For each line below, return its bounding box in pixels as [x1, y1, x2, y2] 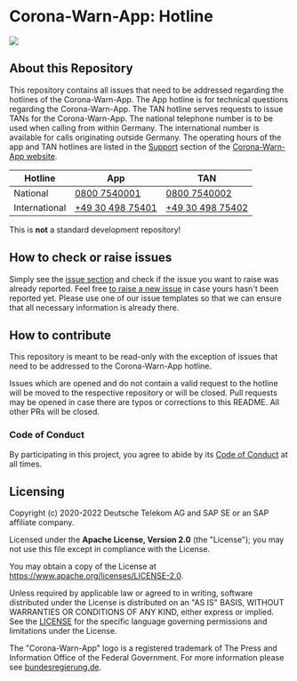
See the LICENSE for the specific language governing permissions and [9, 616, 268, 627]
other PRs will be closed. [9, 407, 100, 418]
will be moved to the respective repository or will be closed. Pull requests [9, 387, 277, 398]
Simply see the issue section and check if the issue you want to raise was [9, 273, 279, 284]
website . [26, 150, 58, 161]
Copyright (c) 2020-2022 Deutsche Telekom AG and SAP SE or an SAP [9, 507, 269, 518]
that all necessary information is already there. [9, 302, 180, 312]
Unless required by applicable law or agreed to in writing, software [9, 588, 253, 598]
